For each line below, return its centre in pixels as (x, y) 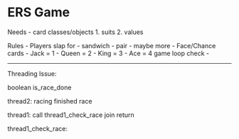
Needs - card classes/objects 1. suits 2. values (75, 32)
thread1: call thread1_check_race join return (71, 115)
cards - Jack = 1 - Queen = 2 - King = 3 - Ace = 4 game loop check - (108, 53)
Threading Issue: (32, 73)
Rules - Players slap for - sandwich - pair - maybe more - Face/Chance (112, 45)
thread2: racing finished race (50, 101)
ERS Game (38, 12)
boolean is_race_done (39, 87)
